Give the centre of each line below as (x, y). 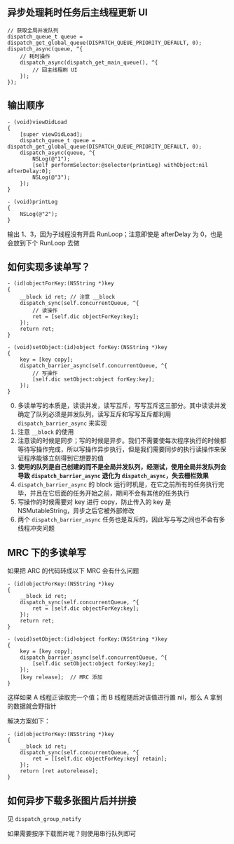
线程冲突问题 (36, 529)
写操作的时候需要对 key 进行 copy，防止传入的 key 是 (94, 502)
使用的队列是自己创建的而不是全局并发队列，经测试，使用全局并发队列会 (122, 467)
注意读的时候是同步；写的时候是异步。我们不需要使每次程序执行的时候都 (122, 441)
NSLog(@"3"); (51, 177)
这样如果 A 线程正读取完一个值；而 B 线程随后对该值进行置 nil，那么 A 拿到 (115, 697)
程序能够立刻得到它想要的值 (63, 458)
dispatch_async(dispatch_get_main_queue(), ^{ (89, 62)
